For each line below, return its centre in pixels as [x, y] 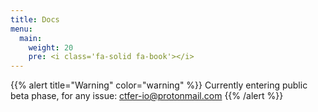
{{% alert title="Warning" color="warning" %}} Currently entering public [159, 85]
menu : [21, 29]
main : [31, 38]
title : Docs [35, 19]
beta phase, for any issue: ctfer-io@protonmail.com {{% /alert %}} [147, 96]
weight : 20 [51, 47]
